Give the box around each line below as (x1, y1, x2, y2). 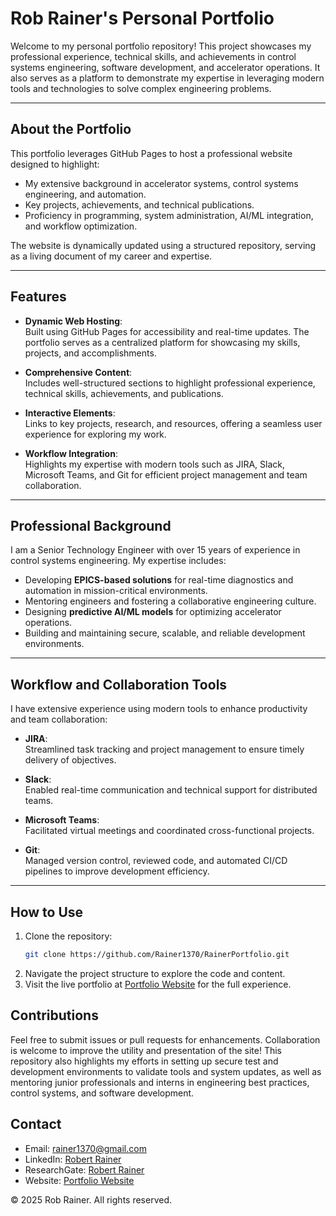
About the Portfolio (10, 121, 132, 138)
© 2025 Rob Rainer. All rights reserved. (10, 1193, 173, 1206)
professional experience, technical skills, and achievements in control (10, 50, 297, 62)
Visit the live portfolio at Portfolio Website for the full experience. (24, 978, 292, 990)
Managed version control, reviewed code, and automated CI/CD (24, 855, 288, 867)
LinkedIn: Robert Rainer (24, 1153, 122, 1165)
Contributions (10, 1007, 99, 1024)
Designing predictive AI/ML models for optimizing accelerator (24, 606, 282, 618)
